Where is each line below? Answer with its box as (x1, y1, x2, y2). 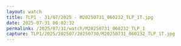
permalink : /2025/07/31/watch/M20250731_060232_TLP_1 (6, 25, 146, 32)
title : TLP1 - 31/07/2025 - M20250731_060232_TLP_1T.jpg (6, 14, 154, 20)
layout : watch (6, 8, 43, 15)
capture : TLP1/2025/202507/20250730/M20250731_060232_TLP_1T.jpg (6, 31, 175, 37)
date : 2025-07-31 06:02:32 (6, 20, 75, 26)
